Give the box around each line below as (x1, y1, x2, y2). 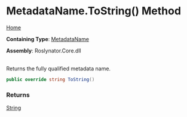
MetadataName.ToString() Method (6, 4, 181, 18)
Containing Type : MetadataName (6, 35, 90, 42)
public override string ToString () (6, 76, 95, 82)
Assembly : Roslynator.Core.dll (6, 47, 82, 54)
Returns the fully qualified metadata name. (6, 64, 111, 72)
